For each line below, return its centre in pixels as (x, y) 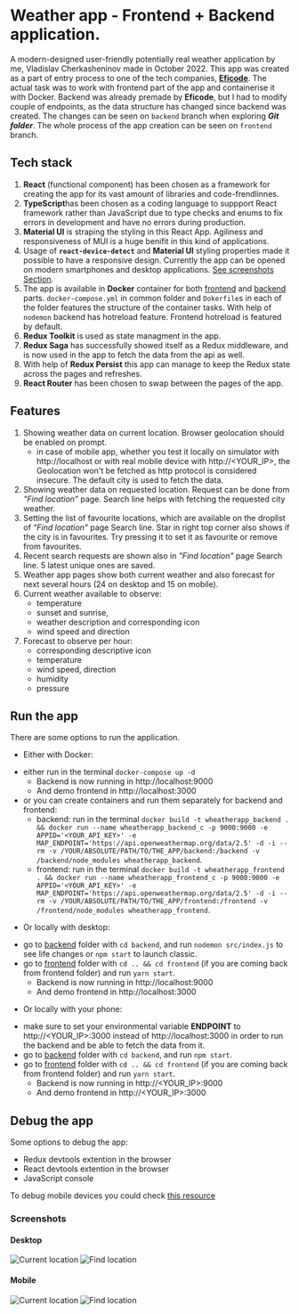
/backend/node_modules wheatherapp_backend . (119, 860)
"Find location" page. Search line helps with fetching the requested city (154, 499)
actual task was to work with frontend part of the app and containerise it (142, 87)
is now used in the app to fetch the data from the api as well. (134, 355)
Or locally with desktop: (66, 927)
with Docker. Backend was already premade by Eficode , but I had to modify (149, 97)
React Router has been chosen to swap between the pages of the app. (153, 383)
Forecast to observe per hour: (77, 641)
